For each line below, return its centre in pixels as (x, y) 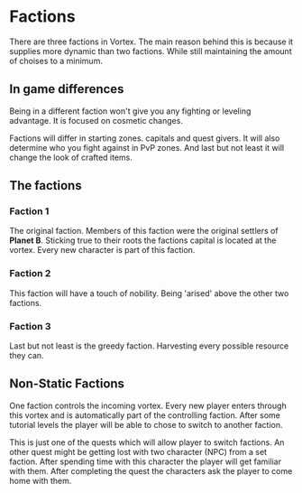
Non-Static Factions (67, 384)
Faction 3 (30, 326)
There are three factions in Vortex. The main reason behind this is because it (151, 42)
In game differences (67, 89)
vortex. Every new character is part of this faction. (102, 250)
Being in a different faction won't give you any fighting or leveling (130, 111)
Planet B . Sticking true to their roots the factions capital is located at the (143, 240)
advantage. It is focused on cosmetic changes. (96, 120)
